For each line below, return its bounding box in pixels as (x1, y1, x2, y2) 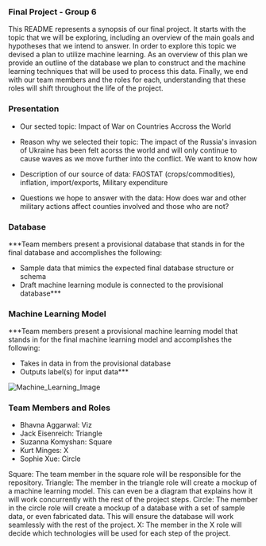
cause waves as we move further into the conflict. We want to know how (19, 153, 258, 163)
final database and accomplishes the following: (8, 247, 163, 257)
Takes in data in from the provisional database (19, 358, 172, 368)
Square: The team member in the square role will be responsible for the (8, 470, 241, 479)
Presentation (8, 103, 60, 114)
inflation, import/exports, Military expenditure (19, 177, 168, 187)
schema (19, 271, 46, 281)
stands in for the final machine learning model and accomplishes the (8, 335, 233, 344)
